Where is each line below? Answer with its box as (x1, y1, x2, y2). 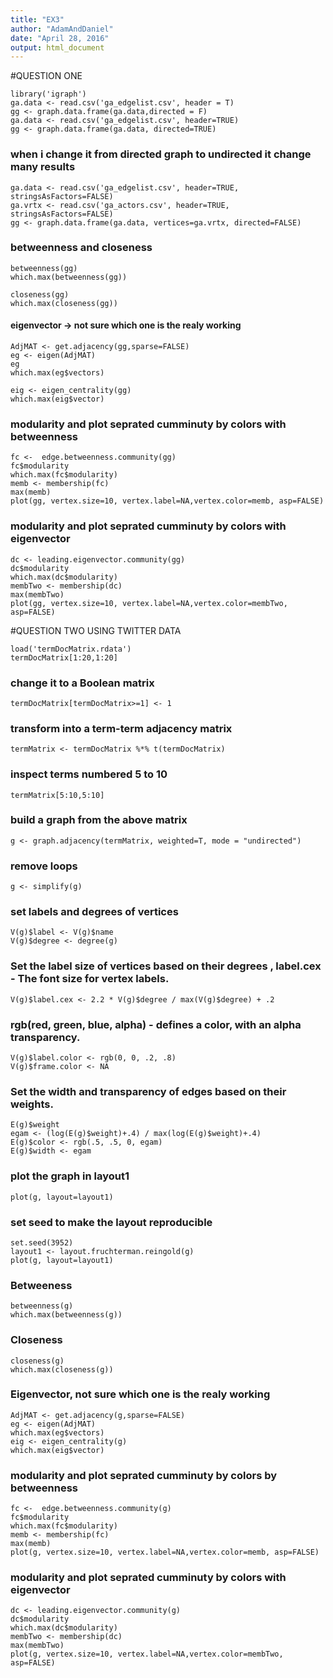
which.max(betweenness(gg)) (10, 272, 128, 282)
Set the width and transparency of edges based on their (10, 1084, 287, 1098)
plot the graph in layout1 (10, 1169, 130, 1183)
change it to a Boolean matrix (10, 676, 155, 690)
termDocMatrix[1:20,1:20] (10, 652, 118, 663)
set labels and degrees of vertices (10, 905, 179, 919)
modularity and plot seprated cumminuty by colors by (10, 1468, 278, 1482)
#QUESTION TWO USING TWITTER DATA (10, 624, 182, 636)
